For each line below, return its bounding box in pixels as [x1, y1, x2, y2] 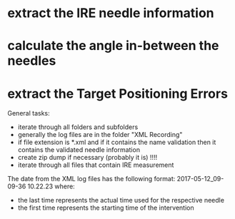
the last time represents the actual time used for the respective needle [17, 196, 225, 205]
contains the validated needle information [17, 146, 141, 154]
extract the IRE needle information [7, 5, 214, 21]
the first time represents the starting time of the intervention [17, 203, 194, 212]
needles [7, 53, 56, 69]
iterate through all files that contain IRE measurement [17, 161, 174, 169]
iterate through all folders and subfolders [17, 123, 139, 131]
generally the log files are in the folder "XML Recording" [17, 131, 183, 139]
